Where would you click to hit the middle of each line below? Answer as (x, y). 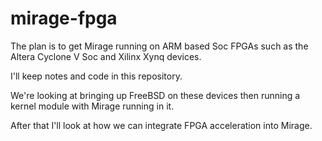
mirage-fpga (64, 18)
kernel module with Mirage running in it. (92, 106)
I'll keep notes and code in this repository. (96, 76)
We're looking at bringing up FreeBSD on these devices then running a (155, 95)
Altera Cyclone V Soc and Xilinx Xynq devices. (106, 56)
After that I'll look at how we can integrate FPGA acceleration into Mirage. (161, 125)
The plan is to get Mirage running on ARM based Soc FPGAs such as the (159, 46)
